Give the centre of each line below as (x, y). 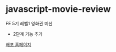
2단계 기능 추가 (28, 34)
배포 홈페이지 (18, 44)
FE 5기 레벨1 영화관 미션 (29, 23)
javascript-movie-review (58, 9)
